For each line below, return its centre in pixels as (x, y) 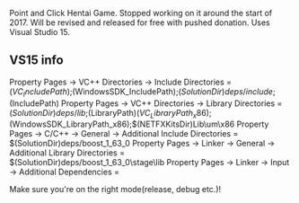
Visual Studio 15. (40, 32)
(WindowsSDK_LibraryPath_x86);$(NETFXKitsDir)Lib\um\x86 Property (139, 124)
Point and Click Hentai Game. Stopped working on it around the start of (141, 13)
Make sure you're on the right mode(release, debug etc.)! (115, 190)
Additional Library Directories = (67, 153)
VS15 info (37, 61)
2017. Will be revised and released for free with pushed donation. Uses (140, 22)
